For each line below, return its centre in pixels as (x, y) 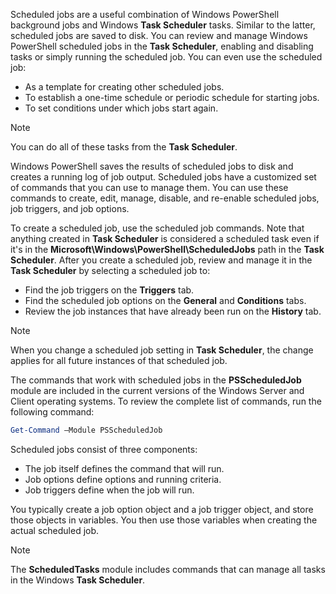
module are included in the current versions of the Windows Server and (157, 390)
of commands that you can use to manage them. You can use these (149, 187)
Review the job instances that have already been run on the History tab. (173, 311)
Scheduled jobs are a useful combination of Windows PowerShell (145, 14)
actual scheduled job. (55, 530)
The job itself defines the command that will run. (124, 468)
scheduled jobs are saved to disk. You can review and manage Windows (159, 35)
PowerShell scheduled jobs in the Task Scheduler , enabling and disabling (162, 46)
